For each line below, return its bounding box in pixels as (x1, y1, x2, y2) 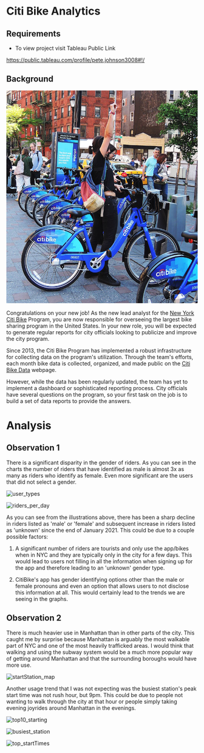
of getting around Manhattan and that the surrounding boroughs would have (6, 655, 197, 662)
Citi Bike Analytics (6, 4, 101, 18)
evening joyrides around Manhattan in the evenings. (6, 704, 137, 712)
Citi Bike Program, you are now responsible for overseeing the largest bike (6, 315, 192, 323)
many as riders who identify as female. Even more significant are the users (6, 472, 193, 479)
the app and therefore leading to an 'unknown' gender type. (15, 564, 165, 571)
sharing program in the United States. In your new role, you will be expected (6, 322, 197, 329)
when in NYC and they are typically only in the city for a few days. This (15, 551, 192, 559)
